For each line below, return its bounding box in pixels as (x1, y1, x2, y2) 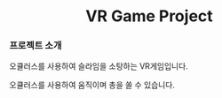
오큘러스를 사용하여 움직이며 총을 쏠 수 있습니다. (9, 79, 176, 90)
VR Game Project (85, 6, 213, 26)
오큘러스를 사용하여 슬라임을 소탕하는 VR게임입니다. (9, 61, 188, 72)
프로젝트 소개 (9, 40, 62, 52)
